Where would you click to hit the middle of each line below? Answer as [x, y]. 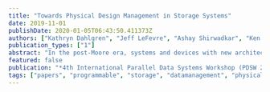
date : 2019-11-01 [37, 23]
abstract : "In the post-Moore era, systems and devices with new [120, 53]
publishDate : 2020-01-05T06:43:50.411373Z [80, 30]
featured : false [35, 61]
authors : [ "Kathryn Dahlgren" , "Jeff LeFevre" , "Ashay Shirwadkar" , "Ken [135, 38]
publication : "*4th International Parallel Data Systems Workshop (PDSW [133, 68]
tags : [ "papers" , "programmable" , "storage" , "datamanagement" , [118, 75]
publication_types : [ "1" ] [51, 46]
